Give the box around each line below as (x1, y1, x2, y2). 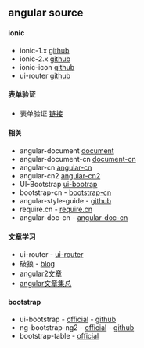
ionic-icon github (19, 62, 75, 71)
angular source (8, 6, 84, 20)
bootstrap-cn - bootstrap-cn (19, 188, 112, 197)
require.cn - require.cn (19, 204, 93, 214)
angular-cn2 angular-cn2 (19, 171, 101, 180)
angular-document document (19, 146, 115, 156)
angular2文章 (19, 269, 63, 278)
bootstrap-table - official (19, 332, 99, 341)
